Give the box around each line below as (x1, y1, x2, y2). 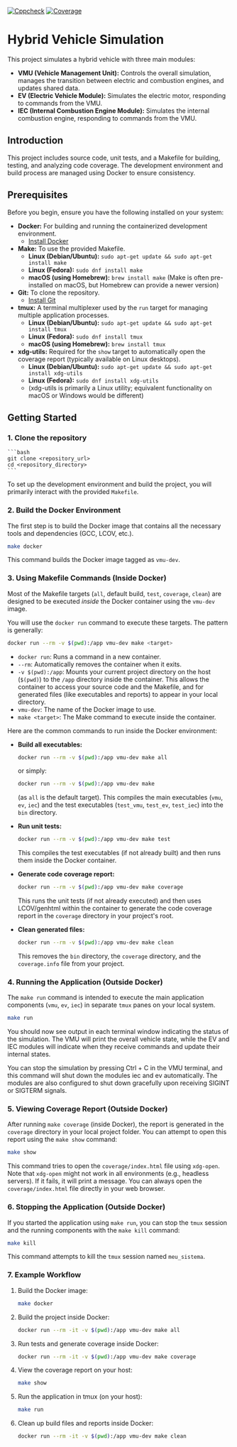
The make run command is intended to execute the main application (7, 994, 204, 1002)
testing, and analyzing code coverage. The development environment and (7, 160, 224, 170)
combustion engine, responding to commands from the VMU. (17, 114, 197, 122)
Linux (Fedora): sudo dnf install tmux (28, 332, 143, 341)
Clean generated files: (17, 925, 85, 934)
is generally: (7, 625, 43, 634)
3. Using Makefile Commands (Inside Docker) (7, 573, 167, 583)
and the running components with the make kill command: (7, 1226, 180, 1234)
